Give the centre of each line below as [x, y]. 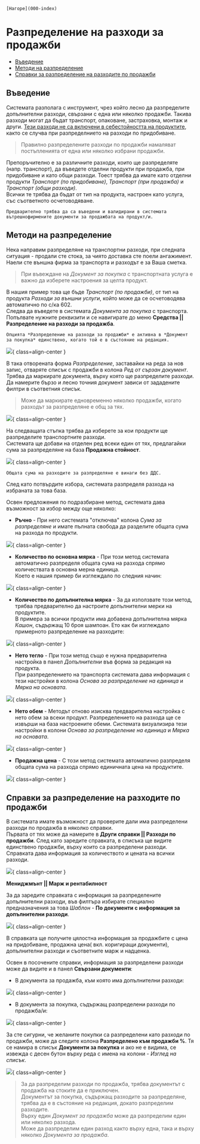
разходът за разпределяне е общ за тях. [72, 406]
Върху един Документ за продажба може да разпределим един [103, 1116]
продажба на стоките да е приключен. [70, 1090]
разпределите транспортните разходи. [56, 437]
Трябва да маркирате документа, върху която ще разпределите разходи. [100, 376]
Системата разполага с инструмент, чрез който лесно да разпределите [98, 107]
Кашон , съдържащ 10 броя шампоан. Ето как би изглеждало [92, 625]
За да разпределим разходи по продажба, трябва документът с [103, 1084]
